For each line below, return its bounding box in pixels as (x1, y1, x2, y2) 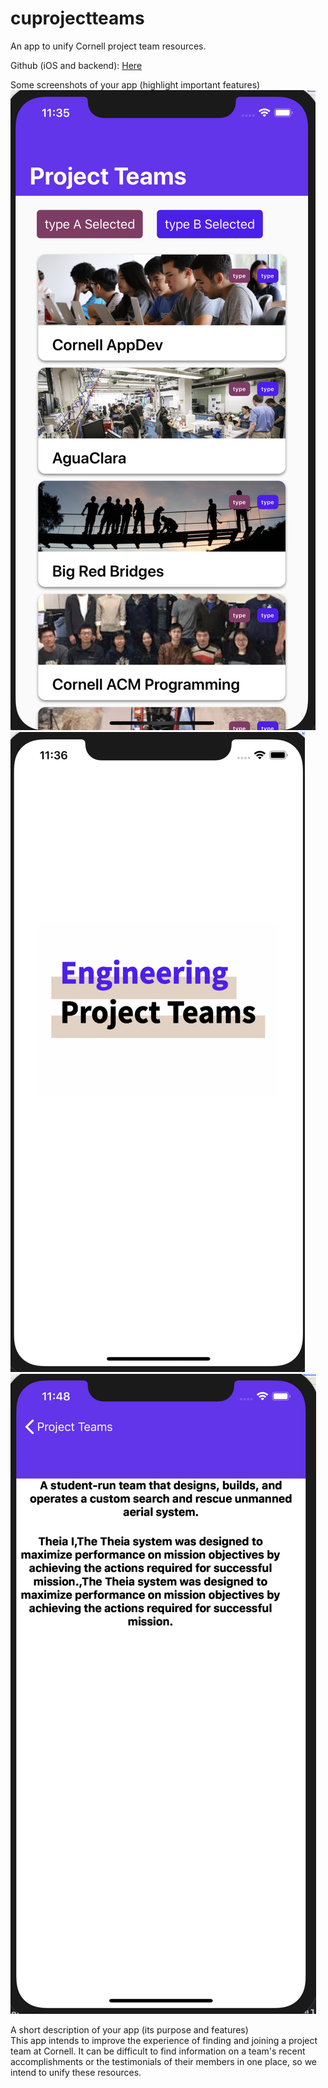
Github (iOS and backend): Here (10, 59, 143, 71)
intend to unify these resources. (10, 2066, 142, 2078)
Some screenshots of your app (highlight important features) (10, 78, 261, 91)
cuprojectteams (10, 7, 145, 30)
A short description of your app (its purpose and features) (10, 2023, 249, 2036)
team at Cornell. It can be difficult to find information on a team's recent (10, 2045, 306, 2057)
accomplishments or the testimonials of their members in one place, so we (10, 2055, 317, 2067)
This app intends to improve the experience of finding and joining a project (10, 2034, 318, 2046)
